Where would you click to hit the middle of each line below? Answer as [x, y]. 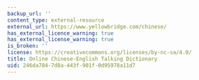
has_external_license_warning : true [60, 40]
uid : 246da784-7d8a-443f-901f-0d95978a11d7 [72, 65]
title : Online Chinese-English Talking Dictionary [82, 59]
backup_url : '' [29, 14]
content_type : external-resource [56, 20]
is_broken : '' [28, 46]
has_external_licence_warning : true [60, 33]
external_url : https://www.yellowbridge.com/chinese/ [87, 26]
